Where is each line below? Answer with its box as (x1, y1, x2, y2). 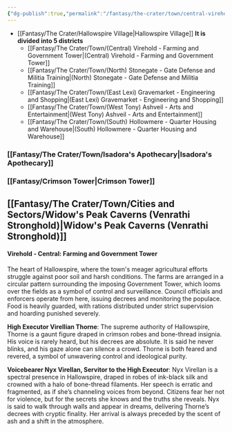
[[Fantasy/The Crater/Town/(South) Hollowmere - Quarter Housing (27, 117, 217, 125)
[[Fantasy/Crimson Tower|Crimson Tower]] (7, 177, 155, 186)
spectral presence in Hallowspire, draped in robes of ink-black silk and (7, 373, 209, 381)
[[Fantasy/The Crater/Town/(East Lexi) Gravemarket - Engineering (27, 88, 215, 96)
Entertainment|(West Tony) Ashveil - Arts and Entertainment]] (27, 110, 203, 118)
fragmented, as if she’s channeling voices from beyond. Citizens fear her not (7, 388, 225, 396)
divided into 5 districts (17, 36, 84, 45)
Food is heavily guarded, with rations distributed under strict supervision (7, 302, 214, 310)
